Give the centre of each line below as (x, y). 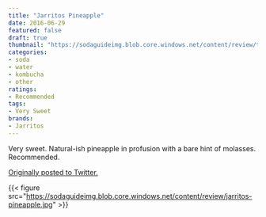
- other (21, 82)
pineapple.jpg (30, 204)
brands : (21, 119)
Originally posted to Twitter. (53, 172)
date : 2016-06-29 (37, 23)
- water (21, 67)
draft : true (28, 38)
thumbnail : (26, 45)
